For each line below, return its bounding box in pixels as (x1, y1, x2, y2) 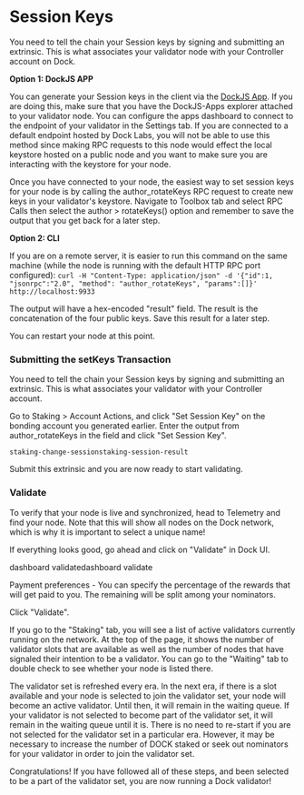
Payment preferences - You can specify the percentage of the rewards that (9, 579, 290, 590)
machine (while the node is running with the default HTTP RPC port (9, 259, 261, 270)
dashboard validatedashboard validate (9, 561, 153, 572)
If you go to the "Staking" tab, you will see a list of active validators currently (9, 624, 296, 635)
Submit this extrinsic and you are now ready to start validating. (9, 464, 243, 475)
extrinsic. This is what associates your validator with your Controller (9, 384, 263, 395)
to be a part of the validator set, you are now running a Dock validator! (9, 775, 272, 786)
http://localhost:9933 (9, 287, 95, 297)
